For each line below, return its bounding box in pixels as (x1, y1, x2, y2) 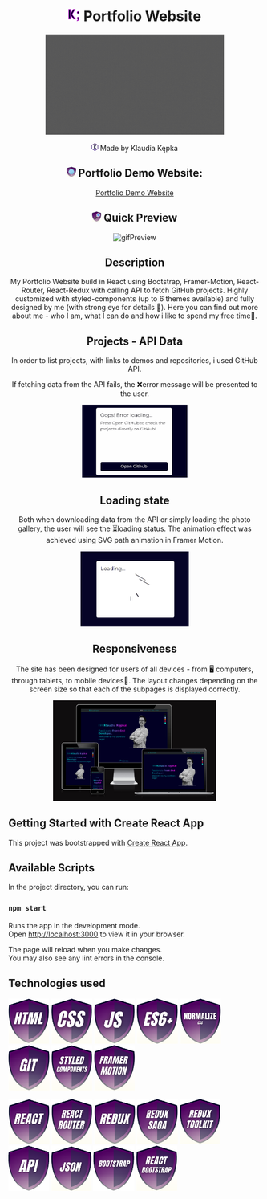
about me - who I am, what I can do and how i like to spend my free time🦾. (11, 311, 258, 320)
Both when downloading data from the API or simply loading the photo (18, 515, 251, 524)
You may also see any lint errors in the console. (8, 953, 164, 963)
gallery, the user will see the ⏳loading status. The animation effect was (18, 524, 252, 533)
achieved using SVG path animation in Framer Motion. (46, 536, 224, 544)
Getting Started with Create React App (8, 817, 204, 830)
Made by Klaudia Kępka (99, 143, 179, 153)
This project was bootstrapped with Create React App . (8, 838, 188, 847)
